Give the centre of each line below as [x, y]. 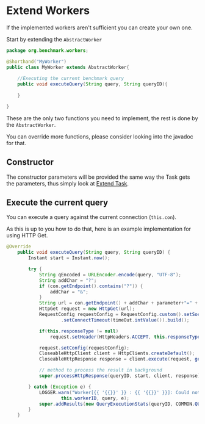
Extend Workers [48, 11]
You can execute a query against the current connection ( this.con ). [92, 217]
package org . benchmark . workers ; [47, 50]
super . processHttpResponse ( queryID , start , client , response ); [121, 376]
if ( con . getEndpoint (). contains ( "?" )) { [91, 286]
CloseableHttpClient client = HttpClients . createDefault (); [117, 354]
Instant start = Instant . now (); [70, 258]
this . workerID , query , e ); [95, 398]
